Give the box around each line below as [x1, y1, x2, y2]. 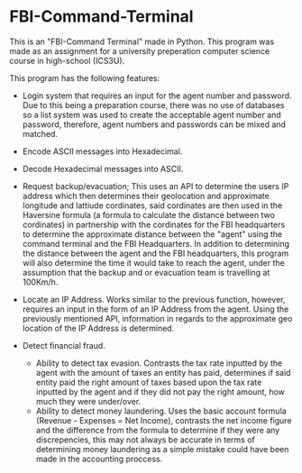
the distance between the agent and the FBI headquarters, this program [22, 248, 289, 259]
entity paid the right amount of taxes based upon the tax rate [35, 377, 262, 387]
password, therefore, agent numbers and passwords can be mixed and [22, 119, 287, 130]
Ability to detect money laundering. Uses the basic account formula [35, 405, 287, 416]
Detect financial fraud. [22, 340, 105, 350]
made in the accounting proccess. [35, 453, 163, 464]
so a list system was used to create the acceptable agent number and [22, 109, 281, 120]
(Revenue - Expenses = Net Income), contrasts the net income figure [35, 414, 292, 425]
